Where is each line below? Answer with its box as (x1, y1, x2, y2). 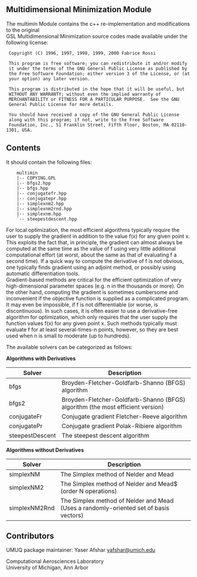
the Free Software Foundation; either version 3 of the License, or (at (8, 70, 191, 77)
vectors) (60, 511, 84, 519)
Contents (6, 143, 41, 153)
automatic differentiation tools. (6, 269, 80, 277)
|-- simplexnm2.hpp (16, 200, 64, 207)
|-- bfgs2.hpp (16, 180, 51, 186)
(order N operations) (60, 487, 117, 495)
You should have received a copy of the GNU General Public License (8, 111, 180, 118)
